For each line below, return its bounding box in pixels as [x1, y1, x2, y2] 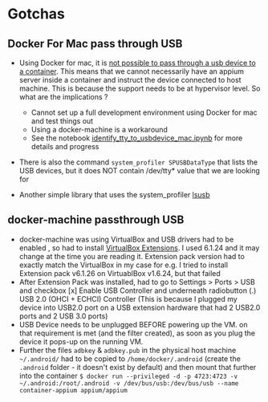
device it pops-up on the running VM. [18, 336, 144, 346]
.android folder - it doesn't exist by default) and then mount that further [18, 362, 257, 372]
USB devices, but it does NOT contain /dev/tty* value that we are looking [18, 166, 260, 175]
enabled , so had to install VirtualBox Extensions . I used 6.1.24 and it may [18, 242, 260, 253]
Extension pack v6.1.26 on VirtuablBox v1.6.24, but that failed [18, 268, 221, 278]
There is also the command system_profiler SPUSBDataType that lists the [18, 157, 258, 167]
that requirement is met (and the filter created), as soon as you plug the [18, 328, 256, 338]
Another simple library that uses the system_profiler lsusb [18, 190, 210, 199]
